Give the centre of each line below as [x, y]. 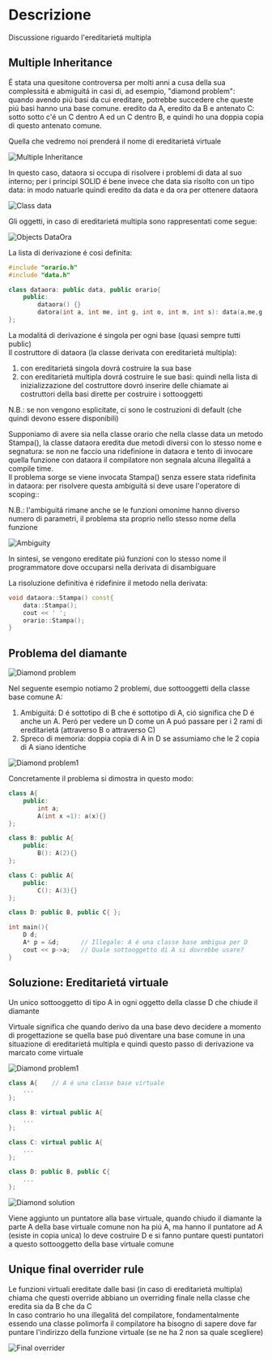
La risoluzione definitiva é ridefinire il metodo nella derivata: [108, 583]
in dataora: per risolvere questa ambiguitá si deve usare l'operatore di [124, 485]
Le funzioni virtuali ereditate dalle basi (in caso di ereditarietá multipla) [125, 1289]
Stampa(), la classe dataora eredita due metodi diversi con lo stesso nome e [135, 443]
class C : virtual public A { [56, 1142]
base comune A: [36, 697]
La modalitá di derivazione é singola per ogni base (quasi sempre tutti [125, 335]
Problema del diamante [68, 653]
